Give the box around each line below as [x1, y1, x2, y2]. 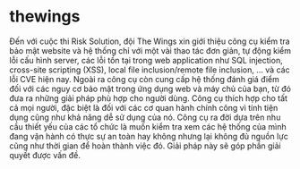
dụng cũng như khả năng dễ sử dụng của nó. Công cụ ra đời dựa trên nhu [9, 112, 281, 123]
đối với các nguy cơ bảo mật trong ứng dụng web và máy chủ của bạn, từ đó [9, 83, 291, 94]
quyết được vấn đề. [9, 149, 81, 160]
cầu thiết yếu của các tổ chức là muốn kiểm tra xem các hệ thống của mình [9, 121, 287, 131]
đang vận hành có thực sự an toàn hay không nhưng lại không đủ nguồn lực [9, 131, 288, 141]
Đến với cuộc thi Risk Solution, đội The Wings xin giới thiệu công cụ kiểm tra [9, 36, 290, 46]
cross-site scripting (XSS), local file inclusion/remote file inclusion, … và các [9, 64, 290, 75]
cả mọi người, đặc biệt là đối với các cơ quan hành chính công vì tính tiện [9, 102, 279, 113]
